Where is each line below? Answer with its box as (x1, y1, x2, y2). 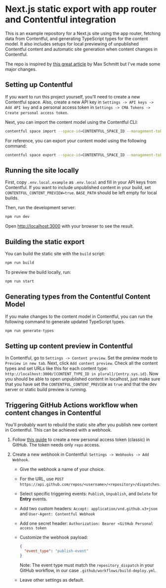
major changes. (5, 66, 37, 72)
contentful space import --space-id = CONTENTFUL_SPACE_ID (5, 129, 125, 134)
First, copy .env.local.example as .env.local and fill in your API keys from (5, 179, 157, 185)
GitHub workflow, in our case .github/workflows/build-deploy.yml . (19, 567, 157, 573)
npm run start (5, 279, 35, 284)
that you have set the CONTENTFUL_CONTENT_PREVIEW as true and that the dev (5, 381, 157, 387)
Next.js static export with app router (5, 3, 157, 15)
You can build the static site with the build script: (5, 251, 105, 256)
